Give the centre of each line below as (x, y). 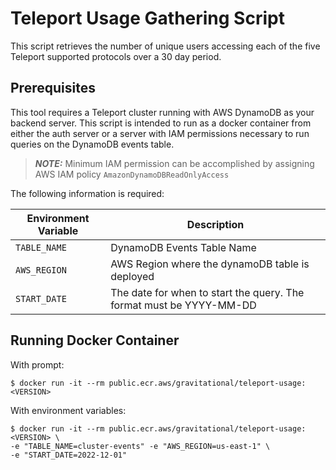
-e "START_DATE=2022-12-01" (69, 455)
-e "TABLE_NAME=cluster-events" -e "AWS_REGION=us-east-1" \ (140, 446)
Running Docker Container (95, 340)
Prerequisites (53, 88)
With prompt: (37, 364)
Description (215, 224)
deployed (132, 276)
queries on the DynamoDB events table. (92, 144)
